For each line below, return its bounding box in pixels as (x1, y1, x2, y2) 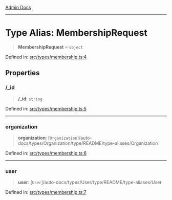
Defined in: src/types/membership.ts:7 (5, 189, 87, 195)
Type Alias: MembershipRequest (5, 27, 147, 39)
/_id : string (17, 96, 42, 102)
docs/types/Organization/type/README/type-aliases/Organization (17, 140, 158, 146)
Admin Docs (5, 5, 31, 10)
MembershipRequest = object (17, 43, 83, 50)
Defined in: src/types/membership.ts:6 (5, 150, 87, 156)
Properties (5, 69, 40, 77)
